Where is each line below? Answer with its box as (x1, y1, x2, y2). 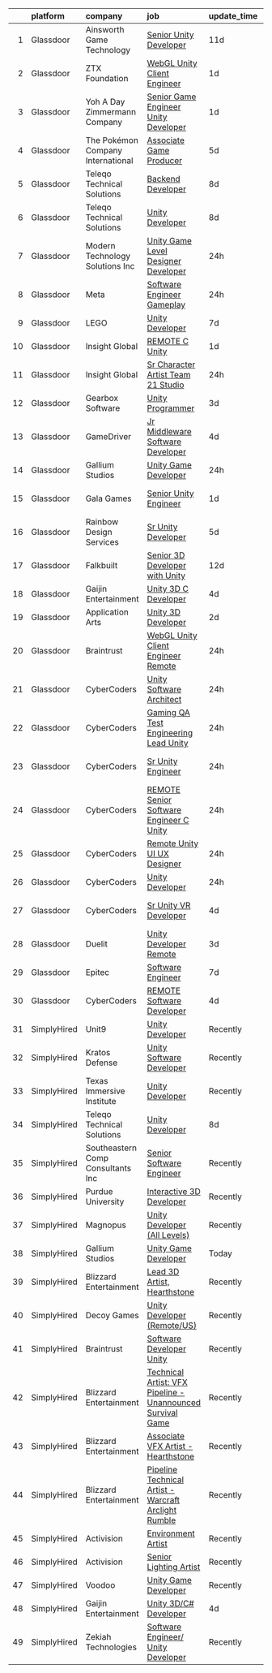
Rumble (147, 1515, 176, 1525)
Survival (147, 1408, 178, 1418)
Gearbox (85, 393, 119, 403)
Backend (147, 174, 181, 184)
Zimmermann (85, 106, 136, 117)
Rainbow (85, 516, 119, 527)
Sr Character (147, 359, 196, 370)
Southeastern (85, 1142, 138, 1153)
